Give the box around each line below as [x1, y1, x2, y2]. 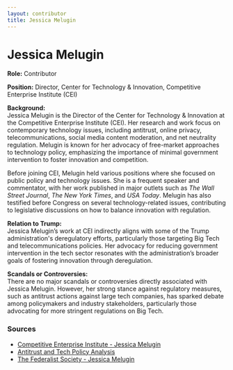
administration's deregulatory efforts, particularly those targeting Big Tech [7, 234, 220, 243]
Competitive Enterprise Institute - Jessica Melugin [17, 340, 161, 348]
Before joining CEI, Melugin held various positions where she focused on [7, 169, 216, 177]
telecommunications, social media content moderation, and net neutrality [7, 134, 217, 142]
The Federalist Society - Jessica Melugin [17, 355, 135, 363]
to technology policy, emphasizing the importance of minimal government [7, 148, 218, 156]
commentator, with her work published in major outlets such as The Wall [7, 184, 214, 192]
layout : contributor [7, 10, 67, 17]
